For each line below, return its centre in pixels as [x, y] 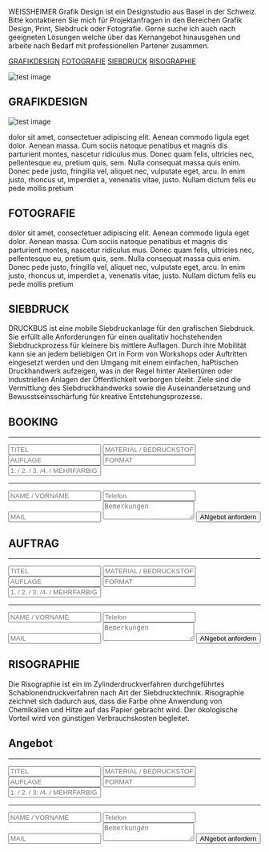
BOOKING [33, 422]
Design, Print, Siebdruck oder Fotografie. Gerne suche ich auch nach [122, 29]
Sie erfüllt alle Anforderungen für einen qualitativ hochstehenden [115, 337]
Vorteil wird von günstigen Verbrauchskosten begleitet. [99, 718]
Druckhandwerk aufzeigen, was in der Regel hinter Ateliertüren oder [121, 371]
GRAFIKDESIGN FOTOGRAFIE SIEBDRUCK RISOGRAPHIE [102, 61]
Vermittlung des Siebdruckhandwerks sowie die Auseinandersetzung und [129, 388]
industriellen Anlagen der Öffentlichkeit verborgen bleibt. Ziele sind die [125, 380]
